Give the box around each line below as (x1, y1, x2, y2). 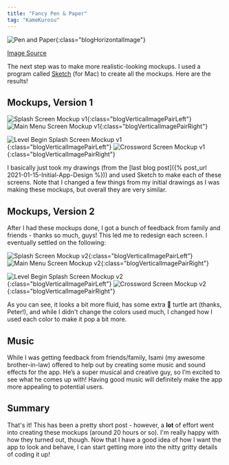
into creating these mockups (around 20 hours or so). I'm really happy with (7, 428, 219, 436)
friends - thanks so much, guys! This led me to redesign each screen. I (7, 231, 208, 240)
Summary (7, 402, 50, 414)
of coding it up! (7, 450, 50, 458)
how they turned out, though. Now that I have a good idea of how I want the (7, 435, 221, 444)
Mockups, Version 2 (7, 205, 95, 217)
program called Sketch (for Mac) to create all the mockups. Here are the (7, 70, 211, 78)
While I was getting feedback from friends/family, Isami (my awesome (7, 353, 205, 362)
